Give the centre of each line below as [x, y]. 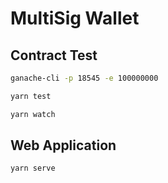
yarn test [31, 96]
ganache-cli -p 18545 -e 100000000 [84, 78]
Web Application [63, 145]
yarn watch [33, 114]
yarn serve [33, 168]
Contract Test [54, 55]
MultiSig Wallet [75, 18]
